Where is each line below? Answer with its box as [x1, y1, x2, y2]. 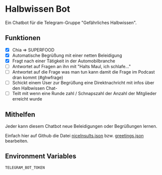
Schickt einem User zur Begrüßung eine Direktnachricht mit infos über [12, 80, 155, 86]
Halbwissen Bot [5, 3, 70, 15]
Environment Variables [5, 152, 77, 160]
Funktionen [5, 34, 41, 42]
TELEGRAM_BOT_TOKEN [5, 165, 45, 170]
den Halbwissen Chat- [12, 85, 57, 91]
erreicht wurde [12, 96, 43, 102]
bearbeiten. [5, 138, 28, 144]
